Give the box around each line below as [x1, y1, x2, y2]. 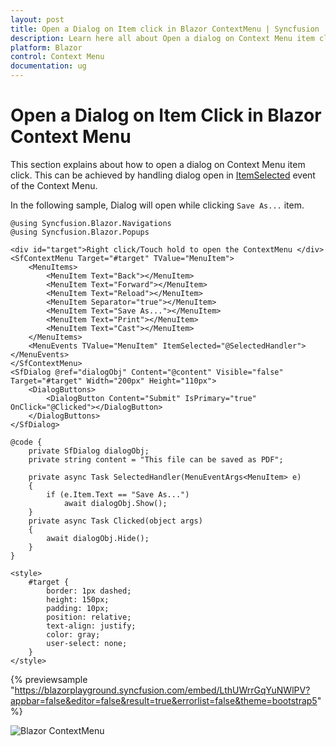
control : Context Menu [10, 52, 105, 62]
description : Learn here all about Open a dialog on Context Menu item [10, 33, 315, 43]
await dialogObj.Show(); [63, 498, 168, 508]
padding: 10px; [46, 603, 110, 613]
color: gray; [46, 629, 101, 640]
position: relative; [46, 612, 132, 622]
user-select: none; [46, 638, 128, 648]
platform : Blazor [10, 42, 83, 53]
